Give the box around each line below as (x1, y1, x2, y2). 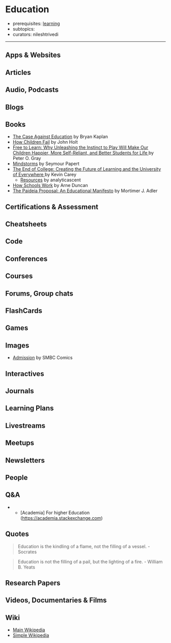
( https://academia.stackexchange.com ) (20, 515, 103, 521)
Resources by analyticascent (20, 177, 81, 183)
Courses (5, 272, 33, 281)
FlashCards (5, 307, 42, 315)
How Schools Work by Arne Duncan (12, 182, 88, 189)
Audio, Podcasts (5, 86, 59, 94)
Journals (5, 387, 34, 395)
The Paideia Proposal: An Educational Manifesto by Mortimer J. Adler (12, 187, 158, 194)
